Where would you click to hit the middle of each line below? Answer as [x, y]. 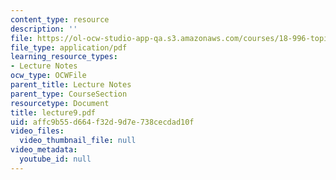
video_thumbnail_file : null [78, 141]
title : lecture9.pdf [53, 112]
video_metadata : [44, 150]
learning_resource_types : [64, 57]
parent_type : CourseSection [69, 94]
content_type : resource [60, 19]
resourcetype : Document [60, 103]
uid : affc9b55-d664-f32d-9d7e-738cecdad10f [102, 122]
